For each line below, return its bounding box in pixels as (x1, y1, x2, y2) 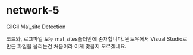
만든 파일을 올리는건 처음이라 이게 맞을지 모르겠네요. (6, 43, 126, 50)
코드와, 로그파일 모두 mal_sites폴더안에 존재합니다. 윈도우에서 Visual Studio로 (6, 35, 188, 42)
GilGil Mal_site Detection (6, 23, 66, 30)
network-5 (6, 4, 59, 17)
